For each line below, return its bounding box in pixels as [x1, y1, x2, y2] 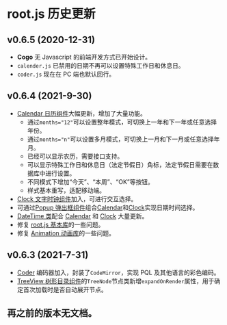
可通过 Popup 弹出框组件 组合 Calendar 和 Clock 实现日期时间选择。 [16, 203, 199, 211]
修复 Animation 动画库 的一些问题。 [16, 229, 115, 237]
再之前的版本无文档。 [7, 307, 97, 319]
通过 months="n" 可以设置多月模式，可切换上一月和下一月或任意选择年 [27, 135, 220, 143]
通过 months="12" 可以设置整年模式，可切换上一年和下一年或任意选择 [27, 118, 217, 126]
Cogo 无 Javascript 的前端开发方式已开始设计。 [16, 53, 152, 61]
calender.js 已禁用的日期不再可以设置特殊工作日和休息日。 [16, 62, 185, 69]
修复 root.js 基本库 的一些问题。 [16, 220, 105, 229]
